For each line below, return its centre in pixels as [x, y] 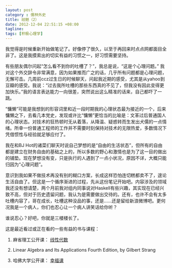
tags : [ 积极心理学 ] [24, 34]
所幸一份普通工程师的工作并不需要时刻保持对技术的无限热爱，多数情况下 [90, 128]
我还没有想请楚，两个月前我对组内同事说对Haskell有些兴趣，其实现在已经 [82, 188]
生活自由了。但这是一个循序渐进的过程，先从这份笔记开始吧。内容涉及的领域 [86, 181]
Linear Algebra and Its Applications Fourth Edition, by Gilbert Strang [84, 250]
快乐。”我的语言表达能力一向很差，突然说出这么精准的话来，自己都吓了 [83, 92]
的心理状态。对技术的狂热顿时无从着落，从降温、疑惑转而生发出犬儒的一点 [84, 121]
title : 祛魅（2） [22, 19]
